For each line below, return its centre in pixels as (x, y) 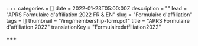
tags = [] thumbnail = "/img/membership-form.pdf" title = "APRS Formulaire (98, 21)
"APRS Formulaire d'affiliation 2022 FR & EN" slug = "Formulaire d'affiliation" (99, 15)
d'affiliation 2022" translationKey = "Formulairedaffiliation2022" (84, 27)
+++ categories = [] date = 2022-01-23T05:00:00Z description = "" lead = (97, 8)
